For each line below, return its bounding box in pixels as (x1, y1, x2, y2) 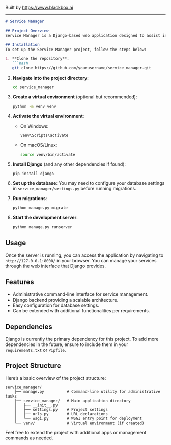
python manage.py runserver (12, 225, 72, 230)
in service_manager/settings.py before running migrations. (12, 186, 136, 192)
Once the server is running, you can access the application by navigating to (5, 252, 164, 258)
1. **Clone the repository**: (5, 56, 70, 61)
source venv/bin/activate (20, 152, 75, 157)
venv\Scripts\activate (20, 133, 69, 138)
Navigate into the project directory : (12, 75, 89, 81)
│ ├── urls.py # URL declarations (14, 412, 108, 417)
